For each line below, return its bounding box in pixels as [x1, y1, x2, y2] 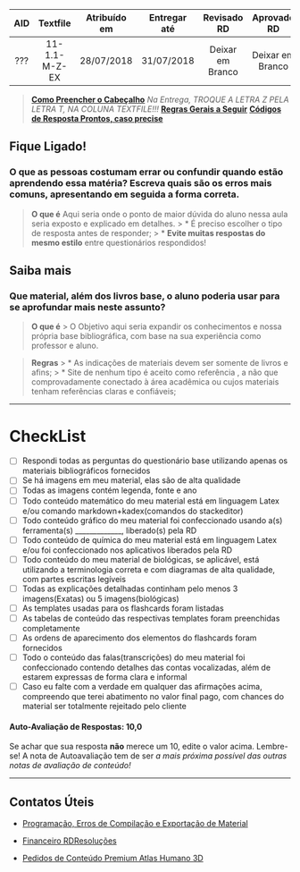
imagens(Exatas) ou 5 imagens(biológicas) [21, 593, 180, 604]
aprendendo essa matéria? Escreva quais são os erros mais [9, 177, 272, 190]
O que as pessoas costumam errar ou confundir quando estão [9, 165, 284, 178]
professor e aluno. [30, 340, 99, 351]
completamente [21, 622, 80, 633]
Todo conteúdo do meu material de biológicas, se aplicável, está [21, 554, 260, 564]
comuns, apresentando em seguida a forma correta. [9, 188, 240, 200]
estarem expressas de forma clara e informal [21, 672, 187, 682]
